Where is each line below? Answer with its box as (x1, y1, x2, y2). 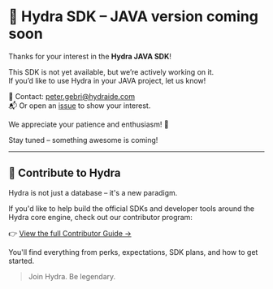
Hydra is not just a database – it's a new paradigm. (8, 188, 178, 197)
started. (8, 256, 35, 265)
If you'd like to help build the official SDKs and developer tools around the (8, 203, 255, 214)
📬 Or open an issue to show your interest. (8, 101, 151, 110)
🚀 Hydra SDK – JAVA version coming (8, 7, 258, 26)
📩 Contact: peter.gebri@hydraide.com (8, 91, 136, 101)
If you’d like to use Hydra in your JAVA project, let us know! (8, 75, 206, 85)
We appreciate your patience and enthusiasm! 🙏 (8, 119, 169, 129)
